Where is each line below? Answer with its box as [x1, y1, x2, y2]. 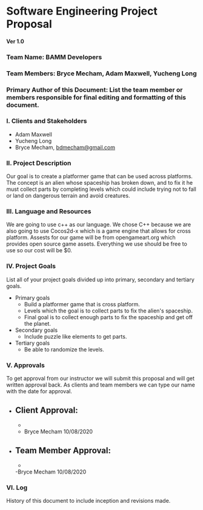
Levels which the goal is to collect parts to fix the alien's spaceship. [24, 307, 193, 314]
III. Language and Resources [6, 207, 92, 216]
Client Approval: [15, 405, 78, 416]
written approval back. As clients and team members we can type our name [6, 381, 195, 388]
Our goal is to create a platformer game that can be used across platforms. [6, 173, 193, 180]
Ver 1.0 [6, 38, 24, 45]
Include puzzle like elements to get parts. [24, 333, 127, 340]
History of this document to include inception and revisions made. [6, 497, 171, 504]
